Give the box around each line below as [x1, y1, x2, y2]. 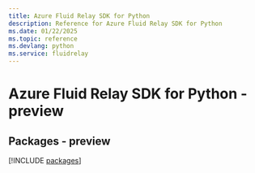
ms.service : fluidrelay [8, 50, 89, 58]
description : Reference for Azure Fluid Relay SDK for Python [8, 19, 223, 28]
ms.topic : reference [8, 34, 79, 43]
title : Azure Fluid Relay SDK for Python [8, 11, 151, 20]
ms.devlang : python [8, 42, 74, 50]
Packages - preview [8, 134, 111, 148]
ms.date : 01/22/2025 [8, 27, 79, 35]
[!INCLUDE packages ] [8, 156, 82, 165]
